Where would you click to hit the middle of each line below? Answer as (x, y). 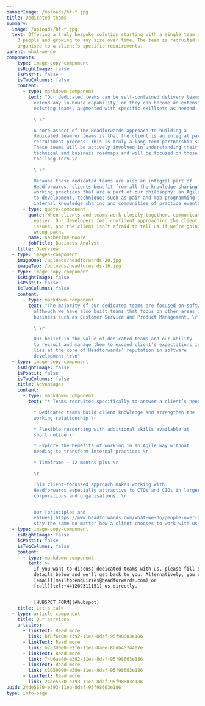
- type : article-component (46, 614)
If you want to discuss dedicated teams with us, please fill (114, 569)
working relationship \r (65, 418)
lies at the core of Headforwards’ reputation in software (110, 351)
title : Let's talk (41, 608)
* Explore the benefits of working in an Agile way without (111, 446)
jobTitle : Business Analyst (64, 243)
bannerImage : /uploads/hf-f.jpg (47, 12)
